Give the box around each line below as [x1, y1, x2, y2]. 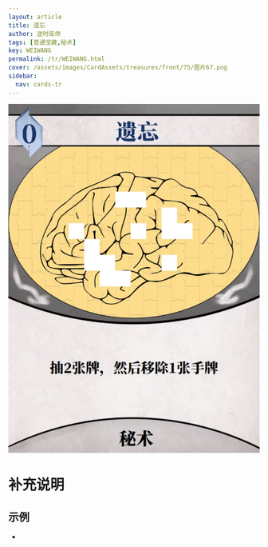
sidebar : [8, 72, 37, 80]
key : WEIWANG [8, 46, 52, 55]
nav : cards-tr [15, 80, 62, 88]
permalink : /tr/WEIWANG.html [8, 55, 105, 63]
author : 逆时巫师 [8, 30, 61, 38]
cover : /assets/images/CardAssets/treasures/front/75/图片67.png [8, 64, 228, 72]
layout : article [8, 13, 62, 21]
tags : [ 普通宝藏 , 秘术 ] [8, 38, 77, 46]
